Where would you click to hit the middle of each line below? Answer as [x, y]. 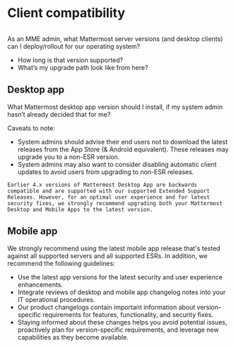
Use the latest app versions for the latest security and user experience [120, 277]
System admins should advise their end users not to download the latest [123, 141]
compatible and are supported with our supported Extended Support [109, 191]
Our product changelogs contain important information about [106, 307]
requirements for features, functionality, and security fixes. [128, 314]
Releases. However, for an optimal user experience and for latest [109, 197]
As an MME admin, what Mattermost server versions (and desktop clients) [115, 39]
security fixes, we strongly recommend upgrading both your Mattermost [115, 203]
